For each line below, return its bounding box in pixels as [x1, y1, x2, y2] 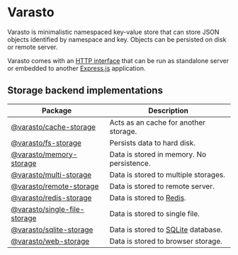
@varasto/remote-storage [11, 181, 99, 191]
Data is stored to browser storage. [109, 236, 223, 246]
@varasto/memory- [11, 149, 78, 159]
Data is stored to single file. [109, 208, 200, 218]
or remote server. [7, 42, 58, 51]
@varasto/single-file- [11, 204, 85, 214]
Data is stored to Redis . [109, 193, 186, 203]
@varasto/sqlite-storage [11, 225, 93, 234]
